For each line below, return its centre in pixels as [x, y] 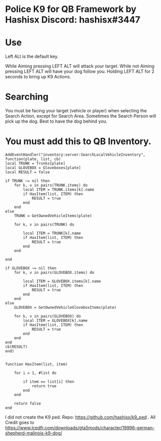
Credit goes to [20, 422]
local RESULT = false [28, 172]
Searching [27, 97]
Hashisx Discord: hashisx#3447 [73, 20]
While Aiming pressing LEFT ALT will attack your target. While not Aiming [80, 66]
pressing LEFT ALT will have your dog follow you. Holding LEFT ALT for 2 [80, 71]
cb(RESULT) [16, 347]
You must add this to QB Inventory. [78, 141]
